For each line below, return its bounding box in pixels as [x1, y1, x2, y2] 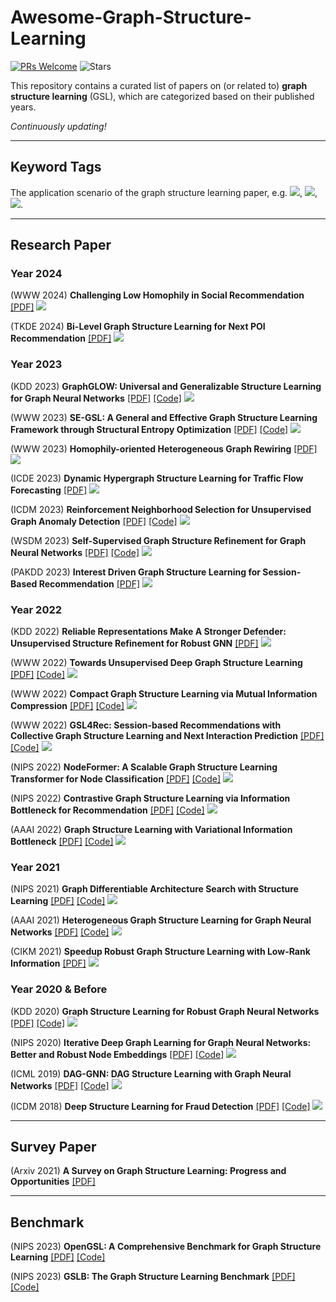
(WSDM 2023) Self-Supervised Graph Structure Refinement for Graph [10, 534, 307, 546]
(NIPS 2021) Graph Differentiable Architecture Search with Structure [10, 883, 299, 895]
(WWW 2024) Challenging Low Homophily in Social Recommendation [10, 289, 305, 301]
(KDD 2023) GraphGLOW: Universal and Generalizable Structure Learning [10, 380, 322, 392]
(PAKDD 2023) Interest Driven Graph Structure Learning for [10, 566, 262, 578]
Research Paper [10, 237, 112, 254]
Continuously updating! [10, 120, 107, 132]
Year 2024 [10, 267, 63, 281]
